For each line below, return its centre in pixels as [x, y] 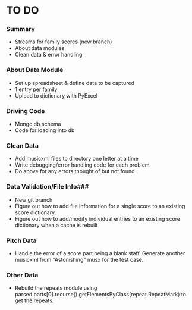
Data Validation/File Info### [48, 187]
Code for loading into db [45, 130]
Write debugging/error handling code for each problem [82, 165]
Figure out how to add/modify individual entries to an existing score [97, 218]
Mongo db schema [38, 124]
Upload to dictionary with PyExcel [56, 95]
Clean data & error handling [48, 55]
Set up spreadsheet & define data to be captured [75, 83]
